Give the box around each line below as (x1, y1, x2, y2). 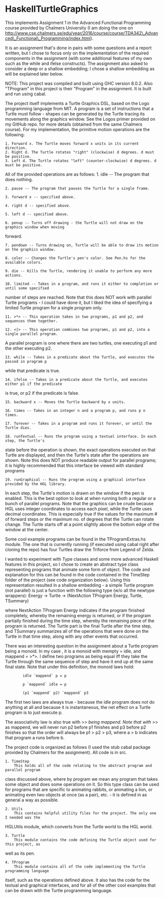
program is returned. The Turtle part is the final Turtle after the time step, (5, 623, 152, 629)
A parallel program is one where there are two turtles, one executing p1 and (5, 340, 157, 346)
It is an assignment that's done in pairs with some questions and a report (5, 45, 152, 51)
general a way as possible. (5, 797, 59, 803)
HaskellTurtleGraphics (5, 3, 99, 15)
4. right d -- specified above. (5, 203, 71, 208)
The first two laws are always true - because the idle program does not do (5, 699, 155, 705)
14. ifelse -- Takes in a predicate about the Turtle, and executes (5, 377, 148, 382)
